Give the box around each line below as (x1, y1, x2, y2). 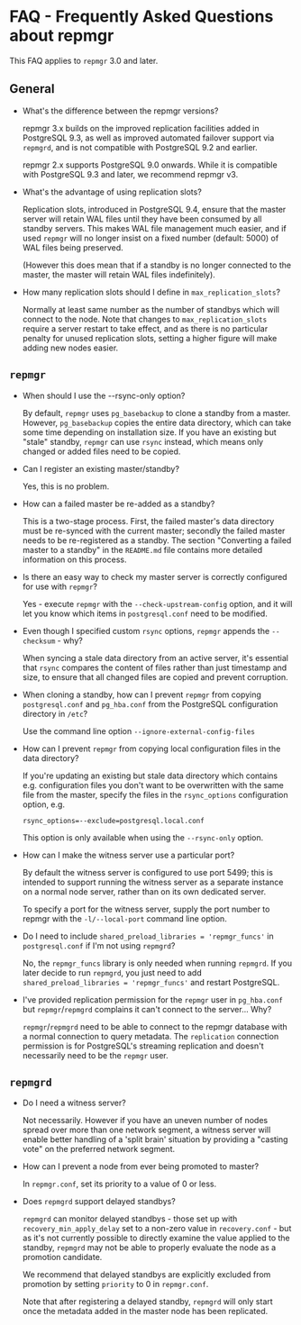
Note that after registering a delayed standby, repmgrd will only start (22, 1296, 273, 1307)
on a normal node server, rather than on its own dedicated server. (22, 885, 267, 897)
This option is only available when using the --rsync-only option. (22, 831, 264, 843)
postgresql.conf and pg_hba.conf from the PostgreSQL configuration (22, 698, 278, 709)
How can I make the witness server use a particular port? (22, 849, 235, 860)
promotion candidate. (22, 1252, 103, 1263)
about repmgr (9, 25, 114, 46)
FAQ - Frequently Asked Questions (9, 6, 274, 27)
